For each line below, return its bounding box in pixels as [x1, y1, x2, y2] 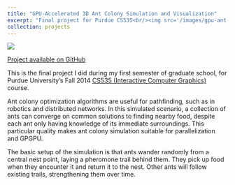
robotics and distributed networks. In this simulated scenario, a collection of [7, 105, 226, 113]
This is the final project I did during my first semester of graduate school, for [7, 69, 227, 77]
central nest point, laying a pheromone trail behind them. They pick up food [7, 155, 225, 164]
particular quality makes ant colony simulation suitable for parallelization [7, 127, 215, 135]
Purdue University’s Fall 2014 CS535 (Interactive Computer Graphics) [7, 76, 207, 84]
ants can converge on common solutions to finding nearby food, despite [7, 112, 215, 121]
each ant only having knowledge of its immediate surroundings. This [7, 119, 204, 128]
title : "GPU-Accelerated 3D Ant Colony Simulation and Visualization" [7, 10, 218, 17]
